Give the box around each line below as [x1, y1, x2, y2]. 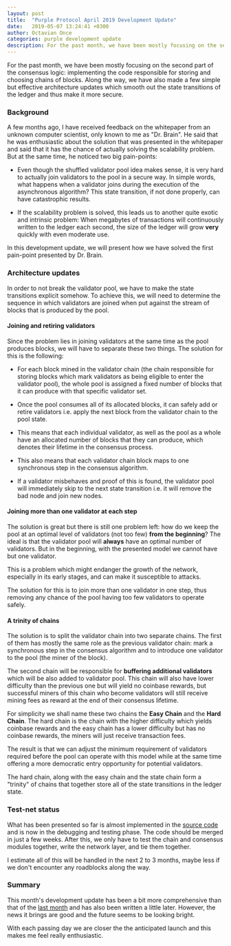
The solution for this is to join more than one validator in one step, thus [7, 586, 208, 594]
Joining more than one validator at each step [7, 507, 137, 515]
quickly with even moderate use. [16, 230, 110, 238]
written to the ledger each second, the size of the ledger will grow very [16, 223, 219, 232]
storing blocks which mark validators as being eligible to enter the [16, 372, 204, 380]
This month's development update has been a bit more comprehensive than [7, 896, 222, 904]
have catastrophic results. [16, 195, 91, 203]
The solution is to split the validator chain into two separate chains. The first [7, 632, 222, 640]
